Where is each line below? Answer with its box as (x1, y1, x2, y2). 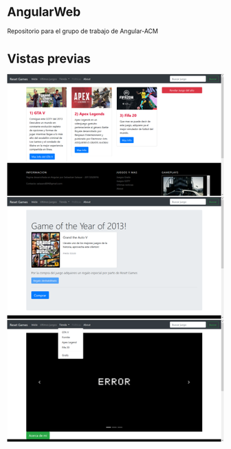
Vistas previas (7, 51, 91, 67)
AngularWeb (7, 4, 81, 20)
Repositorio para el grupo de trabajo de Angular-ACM (7, 27, 158, 35)
